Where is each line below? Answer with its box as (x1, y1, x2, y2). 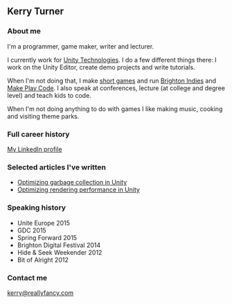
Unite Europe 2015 (17, 219, 71, 227)
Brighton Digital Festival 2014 (17, 241, 101, 249)
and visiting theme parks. (7, 112, 80, 120)
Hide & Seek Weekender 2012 (17, 248, 102, 256)
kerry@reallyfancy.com (7, 288, 74, 297)
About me (7, 26, 42, 36)
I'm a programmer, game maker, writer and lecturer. (7, 42, 154, 51)
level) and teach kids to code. (7, 91, 91, 99)
